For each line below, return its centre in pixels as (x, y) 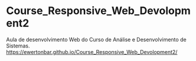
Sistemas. (18, 46)
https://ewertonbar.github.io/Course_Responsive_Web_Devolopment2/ (92, 52)
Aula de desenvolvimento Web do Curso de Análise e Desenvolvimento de (97, 39)
